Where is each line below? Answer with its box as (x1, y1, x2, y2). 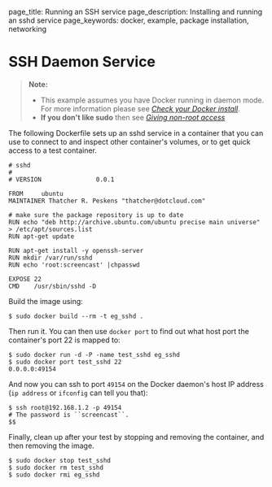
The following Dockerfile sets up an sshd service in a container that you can (8, 128, 264, 137)
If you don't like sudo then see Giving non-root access (40, 112, 226, 122)
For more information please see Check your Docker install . (40, 103, 240, 113)
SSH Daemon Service (8, 53, 156, 72)
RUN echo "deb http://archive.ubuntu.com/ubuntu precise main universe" (8, 218, 261, 226)
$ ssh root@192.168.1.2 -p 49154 (8, 403, 122, 411)
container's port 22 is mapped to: (8, 335, 121, 345)
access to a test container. (8, 146, 98, 155)
